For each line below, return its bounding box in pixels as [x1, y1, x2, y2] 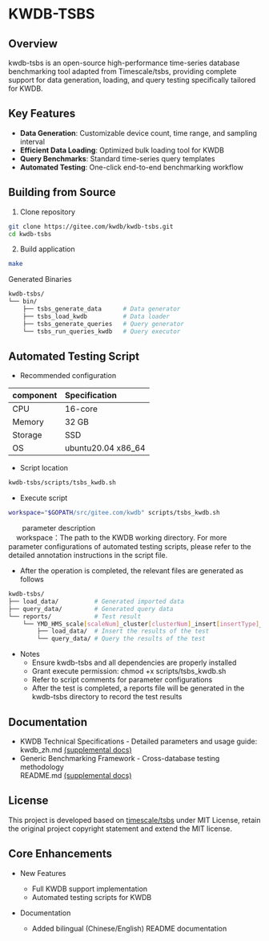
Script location [19, 463, 69, 473]
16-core [65, 403, 98, 414]
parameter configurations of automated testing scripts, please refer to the [8, 542, 251, 552]
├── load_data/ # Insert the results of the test [37, 627, 210, 635]
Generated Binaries [8, 275, 72, 284]
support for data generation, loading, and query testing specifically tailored [8, 75, 256, 84]
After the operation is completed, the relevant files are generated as [19, 566, 244, 576]
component [12, 390, 58, 401]
